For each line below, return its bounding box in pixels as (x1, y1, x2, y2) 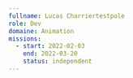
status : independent (23, 58, 92, 66)
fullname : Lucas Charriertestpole (8, 11, 126, 20)
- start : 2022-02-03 (15, 42, 85, 50)
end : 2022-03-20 (23, 50, 79, 58)
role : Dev (8, 19, 42, 28)
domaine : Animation (8, 27, 75, 35)
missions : (8, 34, 42, 43)
